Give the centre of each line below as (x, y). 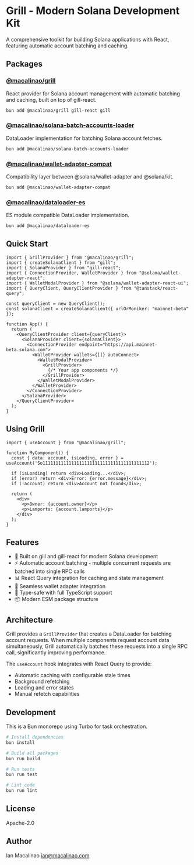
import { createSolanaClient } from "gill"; (61, 262)
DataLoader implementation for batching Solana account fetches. (84, 138)
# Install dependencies (35, 737)
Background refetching (42, 682)
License (21, 809)
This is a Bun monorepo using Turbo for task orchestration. (77, 726)
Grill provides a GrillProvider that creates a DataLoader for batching (89, 634)
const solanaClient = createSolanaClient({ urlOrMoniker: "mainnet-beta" (98, 308)
